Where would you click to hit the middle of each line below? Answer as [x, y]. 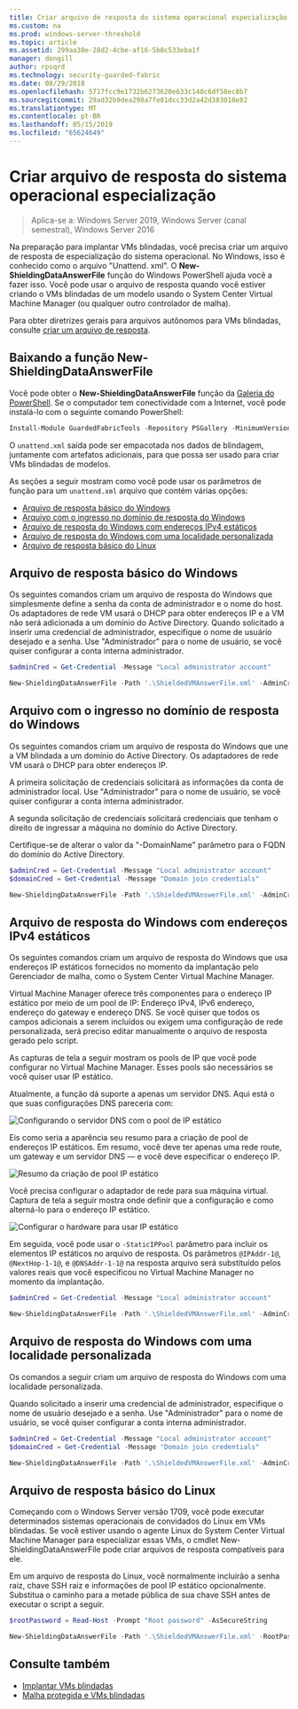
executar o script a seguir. [57, 1604]
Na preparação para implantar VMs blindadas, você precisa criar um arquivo [149, 247]
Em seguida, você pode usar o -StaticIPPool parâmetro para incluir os [139, 1244]
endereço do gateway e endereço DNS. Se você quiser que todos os [134, 1013]
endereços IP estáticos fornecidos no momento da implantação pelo [134, 967]
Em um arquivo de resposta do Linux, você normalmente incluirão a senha [145, 1576]
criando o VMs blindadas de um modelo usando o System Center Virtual [141, 294]
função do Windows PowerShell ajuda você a [190, 275]
